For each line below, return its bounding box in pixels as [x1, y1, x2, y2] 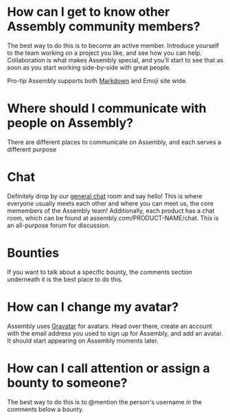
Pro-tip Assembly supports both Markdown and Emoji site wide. [7, 76, 187, 84]
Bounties [7, 245, 60, 261]
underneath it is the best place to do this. [7, 275, 124, 283]
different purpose [7, 145, 57, 153]
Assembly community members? [7, 19, 200, 34]
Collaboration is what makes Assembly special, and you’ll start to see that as [7, 56, 224, 64]
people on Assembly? [7, 115, 134, 131]
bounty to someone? [7, 375, 128, 390]
